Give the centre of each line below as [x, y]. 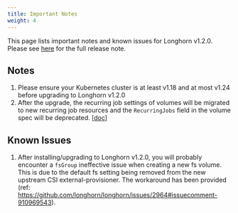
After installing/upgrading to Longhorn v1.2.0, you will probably [110, 158]
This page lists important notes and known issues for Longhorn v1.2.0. [110, 40]
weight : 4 [22, 21]
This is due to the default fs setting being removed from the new [112, 173]
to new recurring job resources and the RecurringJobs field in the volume [124, 110]
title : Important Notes [43, 14]
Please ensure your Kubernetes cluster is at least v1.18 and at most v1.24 [124, 88]
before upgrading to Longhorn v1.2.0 [71, 95]
